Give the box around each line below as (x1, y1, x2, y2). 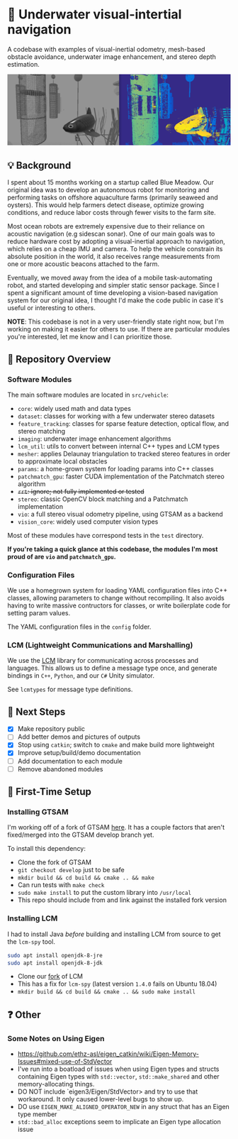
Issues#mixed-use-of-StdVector (17, 1057, 113, 1066)
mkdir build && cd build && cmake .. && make (17, 874, 154, 882)
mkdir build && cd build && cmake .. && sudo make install (17, 989, 196, 996)
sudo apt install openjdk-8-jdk (7, 959, 103, 967)
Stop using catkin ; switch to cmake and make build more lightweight (17, 741, 215, 749)
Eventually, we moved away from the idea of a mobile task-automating (7, 273, 212, 282)
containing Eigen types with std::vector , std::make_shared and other (17, 1072, 220, 1081)
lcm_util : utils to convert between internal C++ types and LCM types (17, 441, 220, 450)
